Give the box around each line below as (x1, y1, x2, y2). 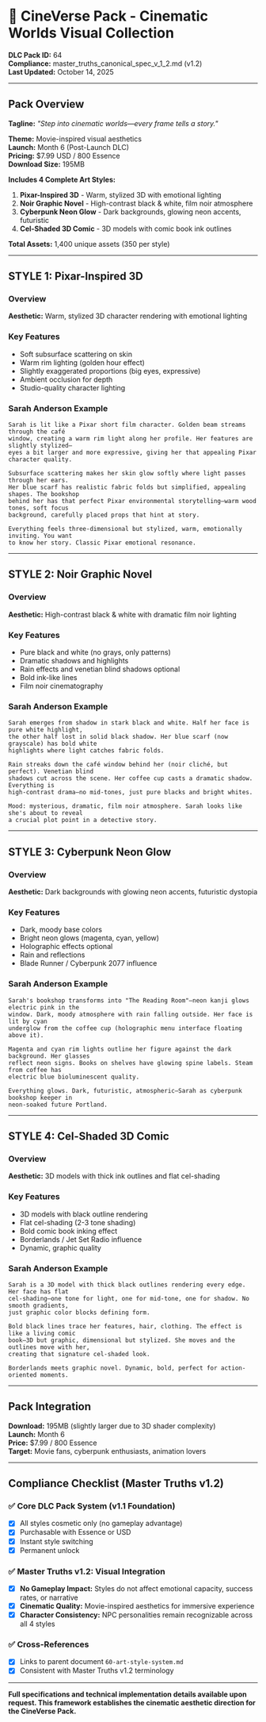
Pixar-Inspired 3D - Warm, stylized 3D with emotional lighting (19, 190, 222, 199)
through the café (8, 428, 66, 436)
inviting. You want (8, 532, 73, 540)
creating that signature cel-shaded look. (8, 1350, 150, 1358)
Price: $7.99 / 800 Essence (8, 1438, 97, 1447)
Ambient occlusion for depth (19, 375, 113, 384)
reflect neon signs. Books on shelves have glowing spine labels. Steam (8, 1059, 253, 1067)
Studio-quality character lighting (19, 382, 126, 392)
